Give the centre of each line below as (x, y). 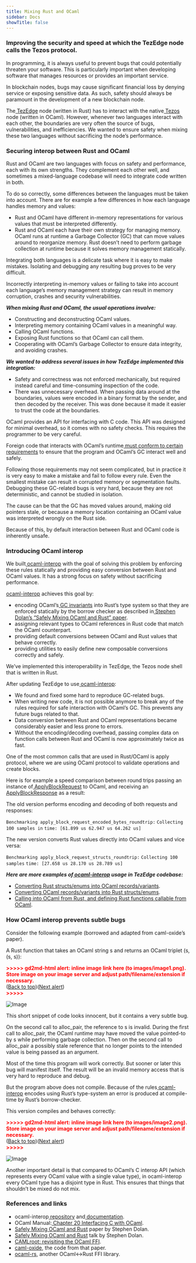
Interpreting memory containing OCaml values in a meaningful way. (96, 325)
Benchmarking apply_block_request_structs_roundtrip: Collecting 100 (92, 858)
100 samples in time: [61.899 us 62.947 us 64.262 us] (74, 829)
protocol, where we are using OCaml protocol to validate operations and (93, 763)
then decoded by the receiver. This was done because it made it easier (100, 404)
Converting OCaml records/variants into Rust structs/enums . (87, 892)
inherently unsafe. (28, 536)
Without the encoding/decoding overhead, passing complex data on (97, 733)
